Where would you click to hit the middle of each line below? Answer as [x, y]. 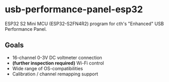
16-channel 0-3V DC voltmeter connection [57, 57]
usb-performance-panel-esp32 [74, 9]
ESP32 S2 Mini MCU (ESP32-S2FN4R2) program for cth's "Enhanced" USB [84, 24]
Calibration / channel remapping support [55, 74]
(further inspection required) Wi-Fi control [58, 63]
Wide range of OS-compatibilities [48, 68]
